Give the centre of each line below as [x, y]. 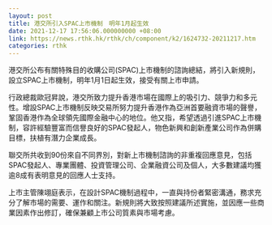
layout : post [30, 16]
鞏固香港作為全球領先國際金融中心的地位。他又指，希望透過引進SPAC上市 [132, 117]
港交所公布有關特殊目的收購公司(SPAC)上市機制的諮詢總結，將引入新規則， [134, 70]
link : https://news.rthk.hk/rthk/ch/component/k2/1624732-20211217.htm [132, 38]
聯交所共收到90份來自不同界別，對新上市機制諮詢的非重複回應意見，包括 [130, 155]
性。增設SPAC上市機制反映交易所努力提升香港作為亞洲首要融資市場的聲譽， [135, 108]
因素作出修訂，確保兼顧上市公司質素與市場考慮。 [97, 213]
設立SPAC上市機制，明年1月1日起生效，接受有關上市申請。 [106, 80]
